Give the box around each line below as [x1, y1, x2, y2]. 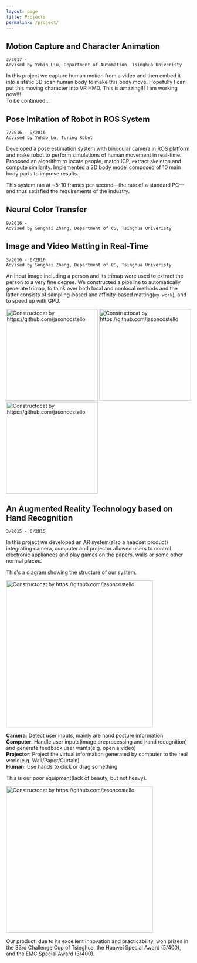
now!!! [6, 91, 21, 98]
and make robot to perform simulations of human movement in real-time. [6, 151, 182, 158]
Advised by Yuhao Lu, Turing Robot [6, 135, 93, 141]
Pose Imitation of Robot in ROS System [6, 114, 150, 124]
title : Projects [6, 14, 46, 20]
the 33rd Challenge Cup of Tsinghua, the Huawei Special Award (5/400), [6, 944, 181, 951]
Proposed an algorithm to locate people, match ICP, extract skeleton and [6, 158, 182, 164]
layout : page [6, 8, 38, 15]
